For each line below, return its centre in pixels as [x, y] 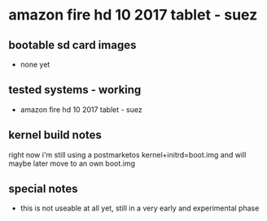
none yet [35, 64]
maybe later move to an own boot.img [72, 163]
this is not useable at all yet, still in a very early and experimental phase [140, 208]
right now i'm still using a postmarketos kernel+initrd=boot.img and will [127, 154]
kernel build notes [55, 135]
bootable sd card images [72, 45]
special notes [44, 189]
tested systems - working [75, 90]
